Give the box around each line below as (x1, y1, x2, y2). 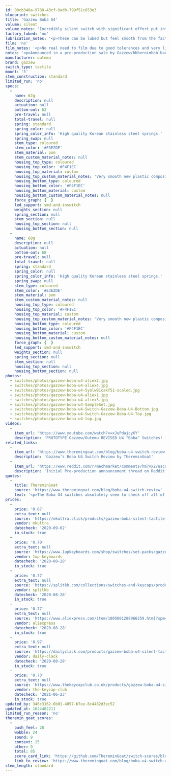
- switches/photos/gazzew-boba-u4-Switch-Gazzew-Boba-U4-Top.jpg (10, 412, 152, 417)
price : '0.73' (14, 673, 44, 678)
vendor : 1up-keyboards (14, 554, 63, 559)
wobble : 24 (14, 729, 38, 735)
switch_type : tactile (5, 64, 51, 70)
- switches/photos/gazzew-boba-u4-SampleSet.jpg (10, 402, 115, 407)
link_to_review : (14, 759, 49, 764)
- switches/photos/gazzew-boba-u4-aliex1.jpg (10, 392, 108, 398)
